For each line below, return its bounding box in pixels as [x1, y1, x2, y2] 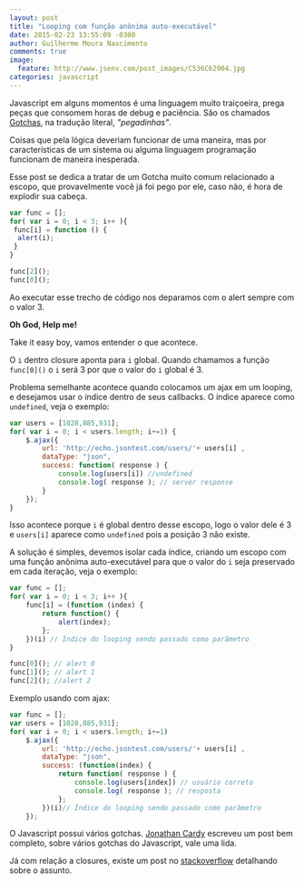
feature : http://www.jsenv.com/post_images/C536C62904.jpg [17, 65, 246, 74]
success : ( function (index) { [42, 761, 152, 770]
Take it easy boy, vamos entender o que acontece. [9, 336, 199, 347]
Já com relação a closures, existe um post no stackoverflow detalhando [9, 856, 279, 867]
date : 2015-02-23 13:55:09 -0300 [9, 30, 136, 39]
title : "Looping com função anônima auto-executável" [9, 22, 218, 31]
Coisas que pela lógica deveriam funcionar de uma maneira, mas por [9, 134, 267, 145]
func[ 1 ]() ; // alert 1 [9, 667, 95, 677]
